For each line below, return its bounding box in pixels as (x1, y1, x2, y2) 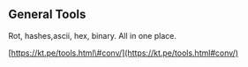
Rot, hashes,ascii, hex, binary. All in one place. (8, 30, 177, 41)
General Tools (8, 7, 86, 22)
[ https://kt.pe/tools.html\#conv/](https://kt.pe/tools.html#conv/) (8, 48, 239, 58)
